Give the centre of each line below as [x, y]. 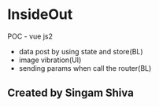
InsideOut [40, 15]
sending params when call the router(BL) [85, 68]
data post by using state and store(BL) [81, 51]
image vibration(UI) [50, 60]
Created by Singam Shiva [71, 93]
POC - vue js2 [30, 36]
